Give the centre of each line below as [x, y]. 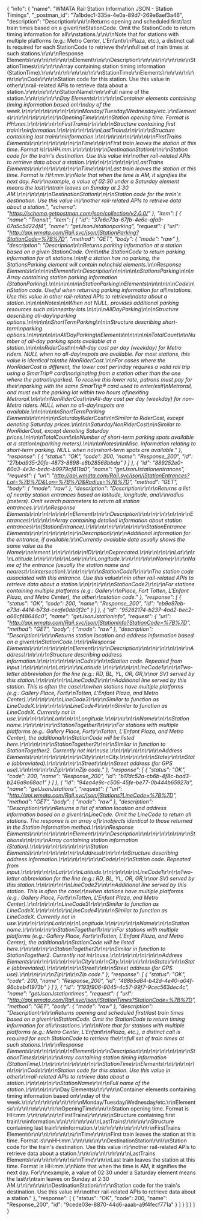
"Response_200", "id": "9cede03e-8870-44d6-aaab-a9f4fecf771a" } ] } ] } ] [101, 1204]
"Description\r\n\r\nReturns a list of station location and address [87, 808]
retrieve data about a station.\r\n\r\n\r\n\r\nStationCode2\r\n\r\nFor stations [101, 584]
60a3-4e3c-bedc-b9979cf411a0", [49, 469]
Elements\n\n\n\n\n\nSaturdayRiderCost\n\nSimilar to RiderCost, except [95, 418]
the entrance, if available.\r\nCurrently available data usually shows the [96, 539]
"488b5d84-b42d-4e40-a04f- [156, 981]
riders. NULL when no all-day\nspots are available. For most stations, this [99, 354]
